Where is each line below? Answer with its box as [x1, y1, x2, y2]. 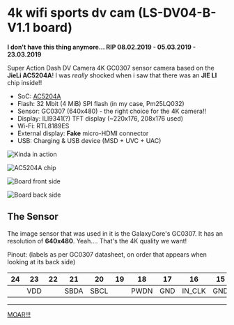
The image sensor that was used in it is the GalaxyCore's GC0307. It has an [7, 229, 223, 238]
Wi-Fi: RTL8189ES [17, 121, 70, 130]
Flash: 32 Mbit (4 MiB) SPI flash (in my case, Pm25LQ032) [17, 99, 185, 107]
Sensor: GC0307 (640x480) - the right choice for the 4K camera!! [17, 107, 207, 115]
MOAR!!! [7, 310, 31, 319]
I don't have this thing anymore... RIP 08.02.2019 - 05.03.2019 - [7, 43, 196, 51]
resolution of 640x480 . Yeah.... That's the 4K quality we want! [7, 236, 187, 245]
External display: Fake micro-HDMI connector [17, 129, 149, 137]
